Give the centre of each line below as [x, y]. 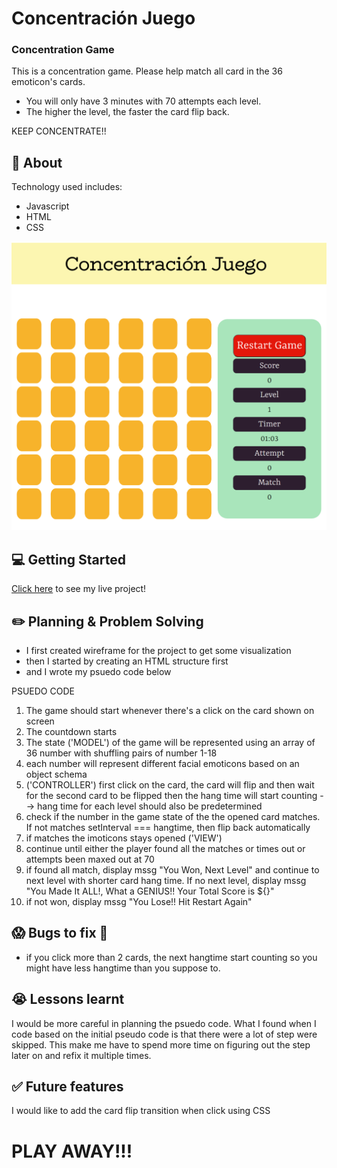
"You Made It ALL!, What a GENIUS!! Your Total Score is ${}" [150, 891]
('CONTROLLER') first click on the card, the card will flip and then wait [170, 785]
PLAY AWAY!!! [72, 1151]
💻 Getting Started [68, 559]
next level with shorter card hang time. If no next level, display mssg [166, 881]
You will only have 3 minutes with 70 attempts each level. [143, 101]
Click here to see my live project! [79, 589]
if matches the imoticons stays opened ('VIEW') [124, 838]
